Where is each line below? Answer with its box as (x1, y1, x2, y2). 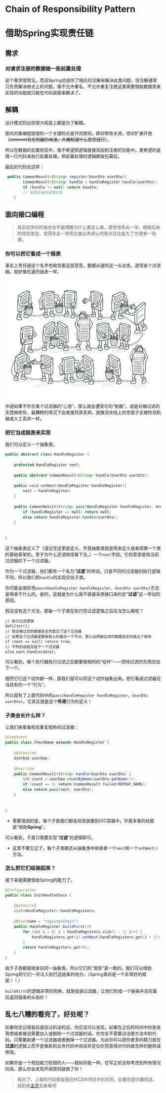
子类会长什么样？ (5, 712, 46, 719)
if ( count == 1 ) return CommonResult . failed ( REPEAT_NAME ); (23, 782, 147, 787)
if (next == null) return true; (5, 639, 72, 644)
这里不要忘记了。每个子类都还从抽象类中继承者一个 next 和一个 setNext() (12, 845, 158, 851)
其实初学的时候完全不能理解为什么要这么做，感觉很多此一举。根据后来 (17, 224, 161, 230)
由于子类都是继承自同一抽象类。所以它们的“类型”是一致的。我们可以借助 (5, 965, 152, 971)
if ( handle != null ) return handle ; (23, 185, 98, 190)
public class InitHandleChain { (5, 893, 72, 898)
